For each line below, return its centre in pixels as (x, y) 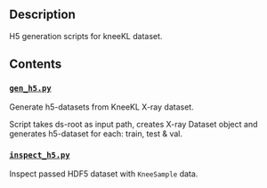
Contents (36, 65)
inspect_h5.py (40, 155)
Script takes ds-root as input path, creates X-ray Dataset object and (133, 124)
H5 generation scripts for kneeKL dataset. (86, 36)
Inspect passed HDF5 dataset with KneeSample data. (104, 174)
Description (42, 15)
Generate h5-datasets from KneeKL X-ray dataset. (101, 107)
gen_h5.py (30, 89)
